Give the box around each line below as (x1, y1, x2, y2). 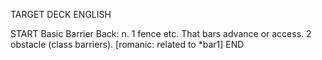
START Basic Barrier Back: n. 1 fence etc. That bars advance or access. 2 (10, 28, 312, 39)
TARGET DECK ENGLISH (10, 9, 112, 20)
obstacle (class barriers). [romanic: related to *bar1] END (10, 39, 245, 50)
